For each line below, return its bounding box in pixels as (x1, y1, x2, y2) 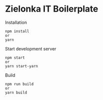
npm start (5, 55, 25, 60)
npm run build (5, 82, 34, 86)
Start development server (5, 46, 57, 51)
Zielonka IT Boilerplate (5, 3, 99, 15)
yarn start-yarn (5, 64, 38, 68)
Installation (5, 19, 27, 25)
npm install (5, 29, 29, 33)
